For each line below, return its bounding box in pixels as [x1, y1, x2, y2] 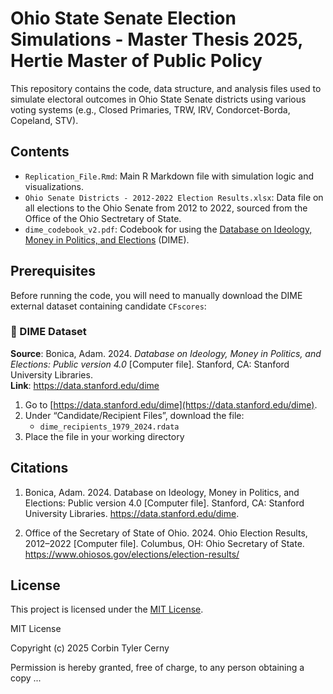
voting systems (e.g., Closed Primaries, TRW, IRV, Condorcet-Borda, [10, 103, 291, 116]
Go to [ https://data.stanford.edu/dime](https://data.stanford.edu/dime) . [24, 398, 318, 411]
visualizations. [24, 180, 85, 192]
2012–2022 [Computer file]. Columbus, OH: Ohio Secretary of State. [24, 537, 305, 549]
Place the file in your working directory [24, 430, 185, 442]
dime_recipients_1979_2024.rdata [39, 422, 180, 432]
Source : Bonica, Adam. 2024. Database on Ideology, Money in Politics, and [10, 347, 322, 359]
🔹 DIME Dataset [10, 325, 87, 339]
